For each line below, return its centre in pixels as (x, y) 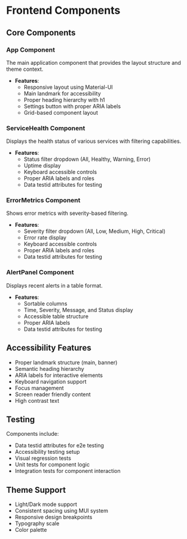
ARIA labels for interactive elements (59, 375)
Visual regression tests (43, 458)
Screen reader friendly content (53, 394)
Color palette (31, 530)
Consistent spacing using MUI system (62, 511)
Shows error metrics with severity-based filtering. (67, 213)
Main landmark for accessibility (62, 93)
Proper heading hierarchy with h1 (65, 100)
